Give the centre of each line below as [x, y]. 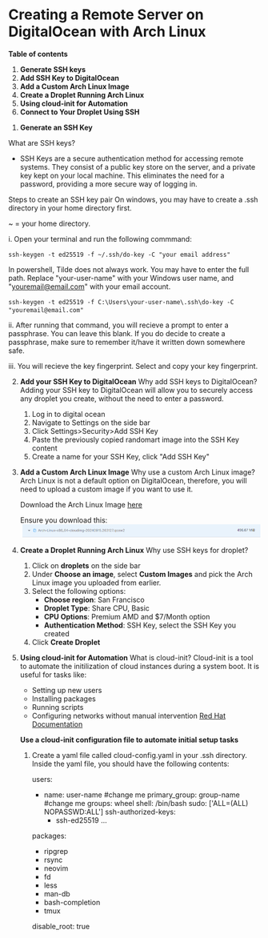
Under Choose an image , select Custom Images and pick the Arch [142, 574]
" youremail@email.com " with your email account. [90, 287]
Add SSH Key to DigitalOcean [70, 78]
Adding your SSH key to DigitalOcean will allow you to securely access [136, 390]
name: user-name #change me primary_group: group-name [142, 795]
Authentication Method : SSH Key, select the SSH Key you [140, 625]
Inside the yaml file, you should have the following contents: [130, 764]
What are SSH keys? [42, 142]
